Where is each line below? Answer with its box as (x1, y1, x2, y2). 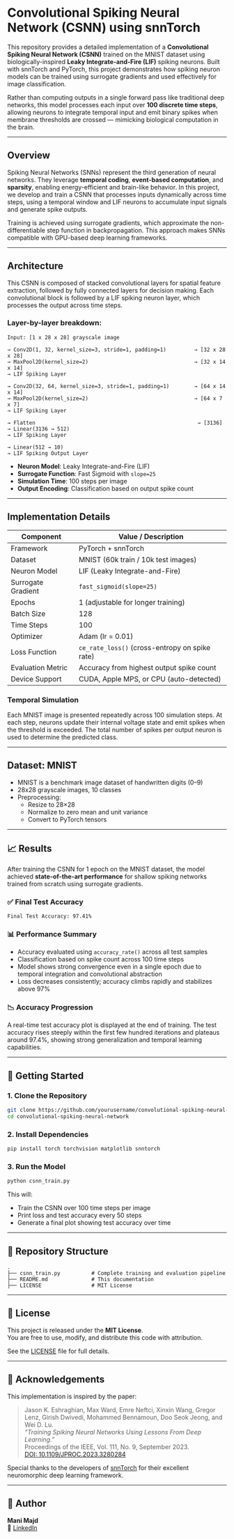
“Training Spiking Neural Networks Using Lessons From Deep (24, 1428, 202, 1436)
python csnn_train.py (7, 1177, 70, 1185)
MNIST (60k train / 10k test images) (79, 555, 197, 564)
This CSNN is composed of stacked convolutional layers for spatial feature (7, 279, 221, 287)
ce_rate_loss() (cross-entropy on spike (79, 642, 211, 652)
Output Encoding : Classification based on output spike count (17, 484, 194, 493)
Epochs (10, 597, 36, 607)
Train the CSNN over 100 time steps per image (17, 1204, 151, 1212)
